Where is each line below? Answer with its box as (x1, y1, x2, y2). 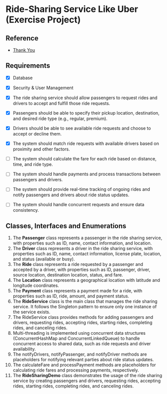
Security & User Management (12, 85, 74, 91)
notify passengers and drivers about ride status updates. (12, 192, 130, 198)
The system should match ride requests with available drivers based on (12, 140, 160, 146)
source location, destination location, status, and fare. (12, 272, 123, 278)
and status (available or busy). (12, 256, 75, 262)
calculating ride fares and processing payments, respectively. (12, 367, 139, 373)
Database (12, 75, 33, 81)
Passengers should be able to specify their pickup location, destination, (12, 110, 160, 116)
